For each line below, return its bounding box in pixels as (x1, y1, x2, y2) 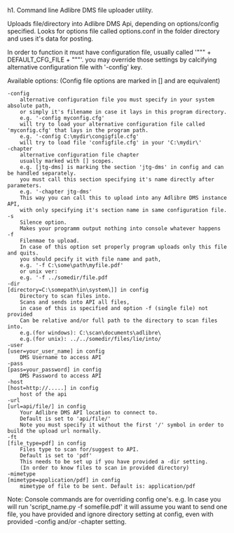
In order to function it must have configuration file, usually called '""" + (7, 48, 212, 56)
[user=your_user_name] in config (7, 348, 105, 355)
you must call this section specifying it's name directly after (20, 176, 215, 183)
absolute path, (7, 102, 52, 109)
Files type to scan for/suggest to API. (20, 446, 139, 453)
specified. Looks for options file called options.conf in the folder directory (7, 27, 220, 35)
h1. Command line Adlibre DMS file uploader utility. (7, 6, 153, 14)
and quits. (7, 250, 39, 257)
